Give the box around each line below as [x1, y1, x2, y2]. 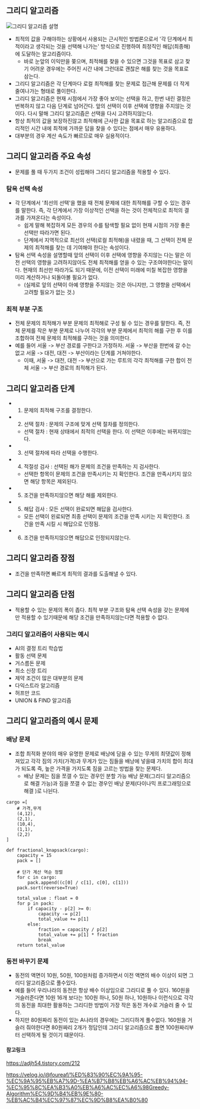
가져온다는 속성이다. [26, 214, 73, 221]
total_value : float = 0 [17, 895, 79, 901]
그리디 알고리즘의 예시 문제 [6, 716, 98, 726]
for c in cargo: [17, 874, 58, 880]
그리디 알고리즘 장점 [6, 553, 75, 563]
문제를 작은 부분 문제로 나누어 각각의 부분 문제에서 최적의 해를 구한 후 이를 [21, 327, 193, 334]
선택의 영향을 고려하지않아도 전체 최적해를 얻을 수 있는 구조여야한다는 [21, 259, 182, 266]
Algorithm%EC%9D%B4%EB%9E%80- [6, 1090, 104, 1098]
